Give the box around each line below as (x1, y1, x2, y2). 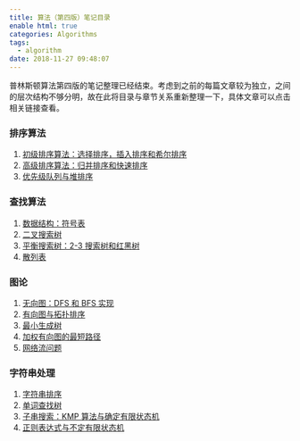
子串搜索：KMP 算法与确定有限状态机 (21, 412, 160, 422)
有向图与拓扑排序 (21, 309, 86, 320)
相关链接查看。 (9, 103, 64, 112)
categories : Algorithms (9, 29, 98, 38)
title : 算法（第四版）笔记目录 (9, 12, 111, 22)
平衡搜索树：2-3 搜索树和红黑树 (21, 240, 140, 251)
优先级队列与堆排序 (21, 171, 94, 182)
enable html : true (9, 21, 78, 30)
